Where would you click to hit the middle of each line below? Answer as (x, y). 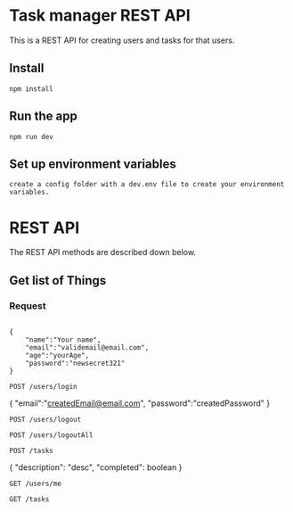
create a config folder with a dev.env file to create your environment (147, 185)
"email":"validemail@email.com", (87, 348)
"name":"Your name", (63, 340)
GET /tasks (29, 500)
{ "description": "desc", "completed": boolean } (96, 467)
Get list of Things (58, 281)
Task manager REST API (100, 16)
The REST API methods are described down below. (102, 252)
